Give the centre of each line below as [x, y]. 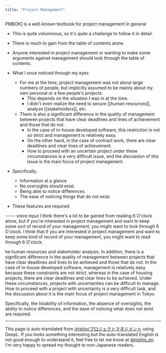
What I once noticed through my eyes [50, 73]
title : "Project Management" [35, 10]
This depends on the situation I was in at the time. [78, 98]
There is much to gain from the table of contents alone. [68, 43]
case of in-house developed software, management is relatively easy [75, 267]
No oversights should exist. [47, 186]
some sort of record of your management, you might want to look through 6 [82, 226]
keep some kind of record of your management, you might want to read [78, 236]
